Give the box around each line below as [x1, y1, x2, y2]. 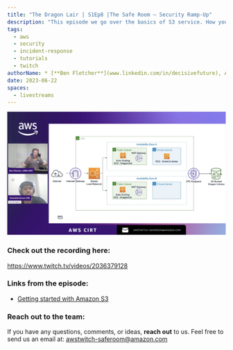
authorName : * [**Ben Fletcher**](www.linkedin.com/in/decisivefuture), [7, 69, 222, 76]
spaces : [7, 84, 30, 91]
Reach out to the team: [7, 312, 85, 322]
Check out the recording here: [7, 246, 111, 256]
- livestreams [13, 91, 54, 98]
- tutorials [13, 55, 49, 62]
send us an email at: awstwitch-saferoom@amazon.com [7, 335, 168, 343]
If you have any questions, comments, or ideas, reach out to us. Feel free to [7, 328, 224, 336]
